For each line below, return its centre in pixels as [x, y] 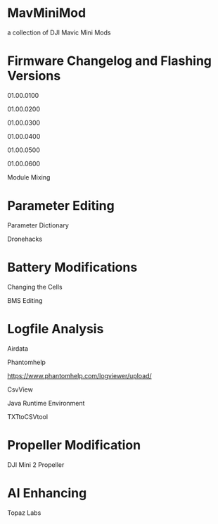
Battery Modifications [72, 267]
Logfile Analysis [56, 329]
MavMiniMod [47, 13]
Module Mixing [29, 177]
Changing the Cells [35, 287]
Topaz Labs [24, 513]
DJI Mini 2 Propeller [36, 464]
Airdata [18, 348]
